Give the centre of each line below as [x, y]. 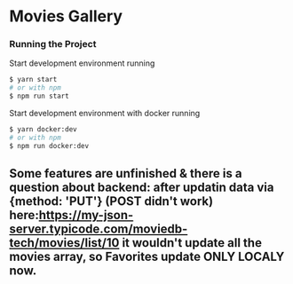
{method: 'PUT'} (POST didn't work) [111, 201]
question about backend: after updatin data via [142, 188]
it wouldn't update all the [192, 243]
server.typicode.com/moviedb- [99, 229]
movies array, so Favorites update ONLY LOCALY [147, 257]
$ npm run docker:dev [49, 146]
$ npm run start [39, 96]
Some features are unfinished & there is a [126, 174]
